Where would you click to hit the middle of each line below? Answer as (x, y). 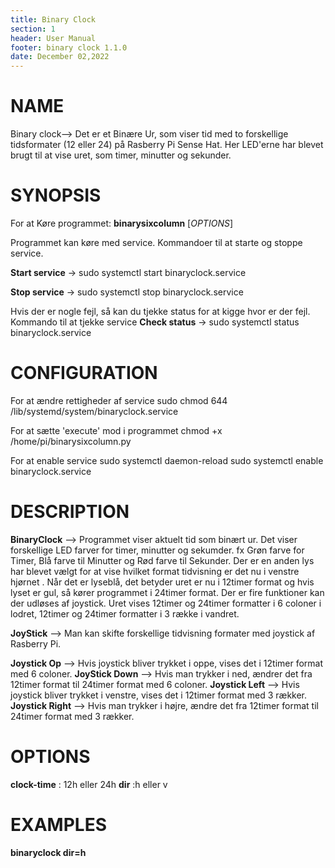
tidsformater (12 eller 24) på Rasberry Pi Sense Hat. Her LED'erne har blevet (167, 145)
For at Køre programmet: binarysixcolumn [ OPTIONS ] (122, 223)
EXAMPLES (58, 825)
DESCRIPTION (70, 512)
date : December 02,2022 (60, 57)
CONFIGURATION (84, 373)
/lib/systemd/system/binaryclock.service (94, 411)
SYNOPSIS (56, 195)
